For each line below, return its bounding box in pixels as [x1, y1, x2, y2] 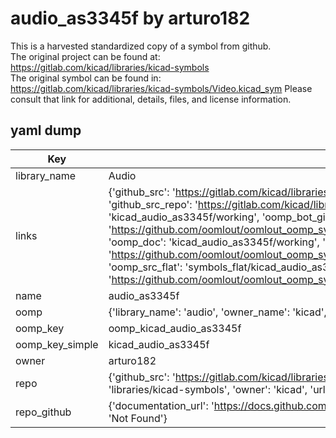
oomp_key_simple [15, 337, 99, 351]
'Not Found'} [108, 411, 168, 425]
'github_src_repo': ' [108, 197, 198, 211]
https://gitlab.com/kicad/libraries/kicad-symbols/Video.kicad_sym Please [10, 82, 313, 94]
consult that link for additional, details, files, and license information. [10, 93, 292, 105]
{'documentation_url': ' [108, 398, 215, 412]
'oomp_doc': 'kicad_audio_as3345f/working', [108, 235, 320, 249]
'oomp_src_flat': [108, 260, 183, 274]
